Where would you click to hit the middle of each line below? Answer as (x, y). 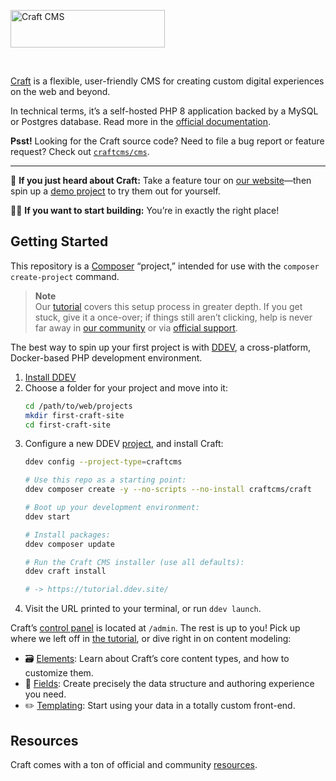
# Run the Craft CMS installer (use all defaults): (134, 562)
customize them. (59, 673)
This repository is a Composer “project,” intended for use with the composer (165, 266)
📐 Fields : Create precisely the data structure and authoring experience (169, 684)
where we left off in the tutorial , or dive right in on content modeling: (151, 639)
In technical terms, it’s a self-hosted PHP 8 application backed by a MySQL (164, 111)
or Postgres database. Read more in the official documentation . (141, 121)
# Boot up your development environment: (112, 508)
